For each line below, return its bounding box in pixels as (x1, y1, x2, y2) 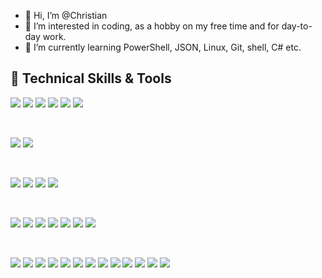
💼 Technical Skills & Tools (10, 70, 172, 87)
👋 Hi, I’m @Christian (24, 10, 108, 21)
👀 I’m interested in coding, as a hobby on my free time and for (24, 20, 280, 32)
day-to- (281, 20, 313, 32)
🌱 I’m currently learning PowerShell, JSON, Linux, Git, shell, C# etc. (24, 41, 302, 53)
